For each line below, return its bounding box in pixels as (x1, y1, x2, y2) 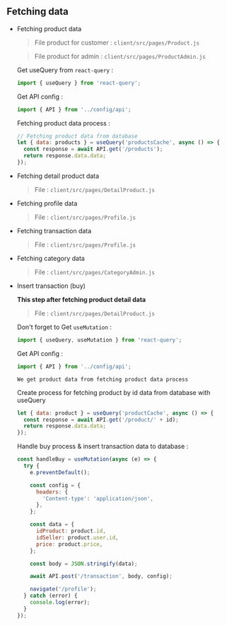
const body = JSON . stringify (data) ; (30, 560, 138, 567)
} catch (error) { (23, 592, 78, 600)
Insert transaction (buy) (16, 281, 86, 290)
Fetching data (6, 6, 69, 18)
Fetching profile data (16, 199, 78, 208)
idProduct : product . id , (35, 527, 107, 535)
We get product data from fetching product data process (16, 376, 189, 383)
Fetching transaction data (16, 226, 92, 235)
